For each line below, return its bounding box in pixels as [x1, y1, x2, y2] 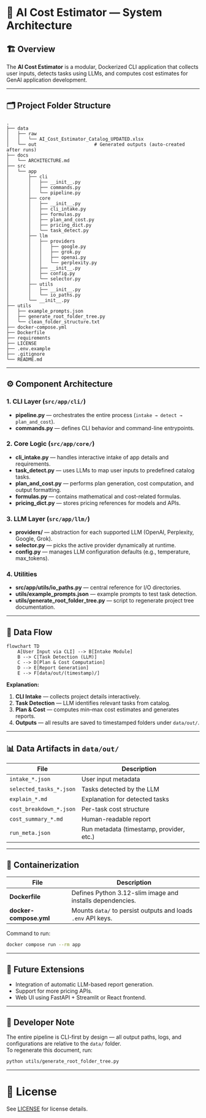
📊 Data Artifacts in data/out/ [6, 743, 120, 754]
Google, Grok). [15, 535, 53, 542]
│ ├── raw [6, 130, 37, 137]
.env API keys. [71, 913, 113, 922]
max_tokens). [15, 555, 50, 562]
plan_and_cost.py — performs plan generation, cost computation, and [15, 479, 194, 487]
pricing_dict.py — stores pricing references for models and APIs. [15, 499, 181, 506]
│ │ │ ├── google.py [6, 243, 86, 249]
